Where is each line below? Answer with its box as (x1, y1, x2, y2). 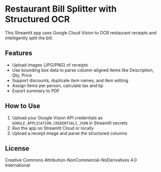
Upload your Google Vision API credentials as (12, 115, 103, 120)
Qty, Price (12, 72, 32, 78)
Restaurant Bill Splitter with (5, 3, 117, 15)
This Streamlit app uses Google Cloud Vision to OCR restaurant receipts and (5, 30, 157, 35)
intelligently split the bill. (5, 35, 53, 41)
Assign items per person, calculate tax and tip (12, 83, 103, 88)
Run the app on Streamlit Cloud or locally (12, 125, 94, 131)
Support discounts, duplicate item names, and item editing (12, 77, 129, 83)
